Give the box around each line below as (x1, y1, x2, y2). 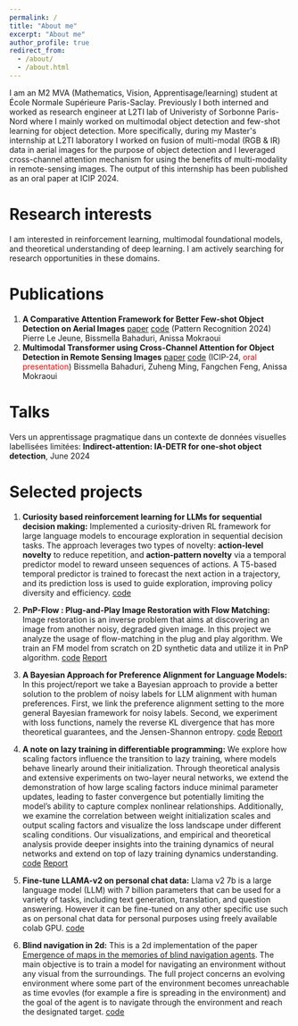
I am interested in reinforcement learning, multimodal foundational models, (9, 233, 284, 244)
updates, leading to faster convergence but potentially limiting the (21, 791, 265, 802)
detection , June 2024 (9, 450, 91, 461)
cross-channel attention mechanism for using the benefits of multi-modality (9, 154, 287, 164)
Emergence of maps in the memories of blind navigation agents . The (21, 949, 275, 960)
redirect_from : (9, 46, 66, 55)
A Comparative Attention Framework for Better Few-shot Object (21, 314, 265, 324)
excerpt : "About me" (9, 29, 87, 38)
